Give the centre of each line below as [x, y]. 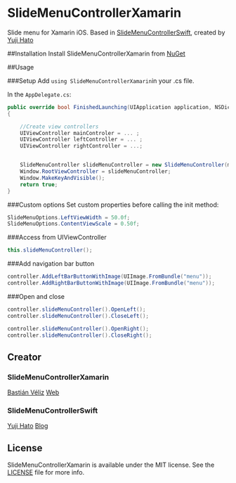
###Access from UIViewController [57, 238]
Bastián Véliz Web [33, 392]
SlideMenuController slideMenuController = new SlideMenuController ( [124, 165]
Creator [25, 357]
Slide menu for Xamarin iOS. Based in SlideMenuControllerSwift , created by [116, 32]
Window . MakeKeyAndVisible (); [63, 178]
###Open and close [36, 296]
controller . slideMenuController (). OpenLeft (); [77, 309]
